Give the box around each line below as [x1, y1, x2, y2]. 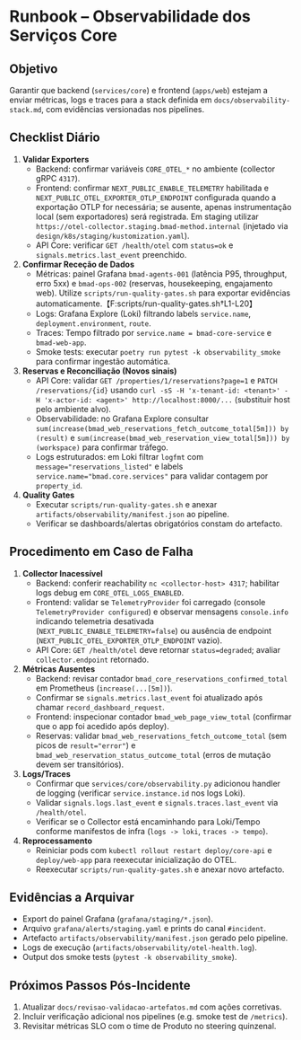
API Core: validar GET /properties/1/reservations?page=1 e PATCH [35, 375, 278, 385]
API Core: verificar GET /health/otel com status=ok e [35, 240, 234, 251]
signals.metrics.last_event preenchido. [35, 249, 187, 260]
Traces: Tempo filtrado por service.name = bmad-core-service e [35, 327, 271, 338]
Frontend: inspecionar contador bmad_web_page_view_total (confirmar [35, 711, 292, 722]
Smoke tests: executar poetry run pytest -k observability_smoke [35, 346, 281, 357]
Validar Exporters [21, 154, 90, 164]
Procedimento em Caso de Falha [9, 544, 194, 560]
